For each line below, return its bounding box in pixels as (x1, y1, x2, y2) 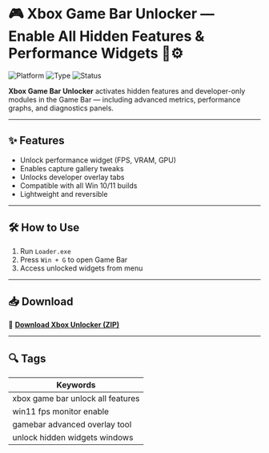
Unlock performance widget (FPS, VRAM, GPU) (19, 155, 177, 165)
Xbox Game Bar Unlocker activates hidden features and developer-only (8, 86, 246, 95)
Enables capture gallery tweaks (19, 163, 124, 173)
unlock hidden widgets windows (12, 432, 134, 443)
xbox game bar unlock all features (12, 393, 140, 404)
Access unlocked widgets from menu (19, 263, 143, 273)
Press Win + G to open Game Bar (19, 255, 128, 264)
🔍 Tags (8, 351, 46, 365)
